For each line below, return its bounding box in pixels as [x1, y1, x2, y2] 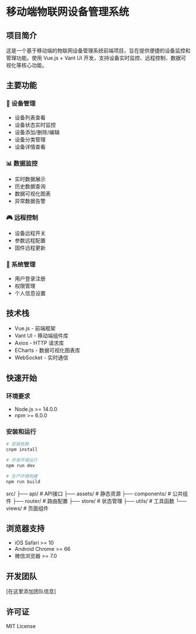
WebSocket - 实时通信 [14, 354, 68, 361]
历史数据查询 [14, 183, 46, 190]
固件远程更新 [14, 244, 46, 252]
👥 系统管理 [6, 261, 36, 269]
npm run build [6, 478, 41, 485]
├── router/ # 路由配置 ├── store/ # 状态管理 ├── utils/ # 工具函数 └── [12, 497, 187, 504]
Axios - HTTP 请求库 [14, 340, 64, 347]
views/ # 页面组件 [6, 505, 49, 512]
